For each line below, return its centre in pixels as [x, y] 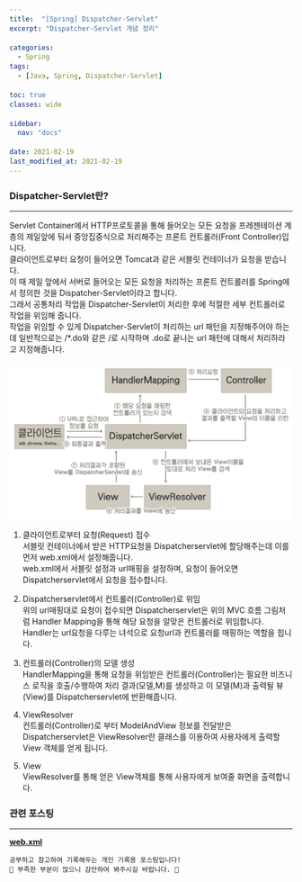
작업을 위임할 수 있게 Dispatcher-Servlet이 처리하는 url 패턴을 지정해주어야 [142, 327]
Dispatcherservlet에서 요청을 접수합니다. [95, 580]
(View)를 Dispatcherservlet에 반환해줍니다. [100, 697]
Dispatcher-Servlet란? [59, 195]
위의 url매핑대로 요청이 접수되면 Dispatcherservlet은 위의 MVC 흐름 [142, 610]
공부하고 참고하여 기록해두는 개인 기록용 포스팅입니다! [95, 860]
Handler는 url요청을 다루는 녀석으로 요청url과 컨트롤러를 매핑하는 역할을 [149, 632]
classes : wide [36, 104]
